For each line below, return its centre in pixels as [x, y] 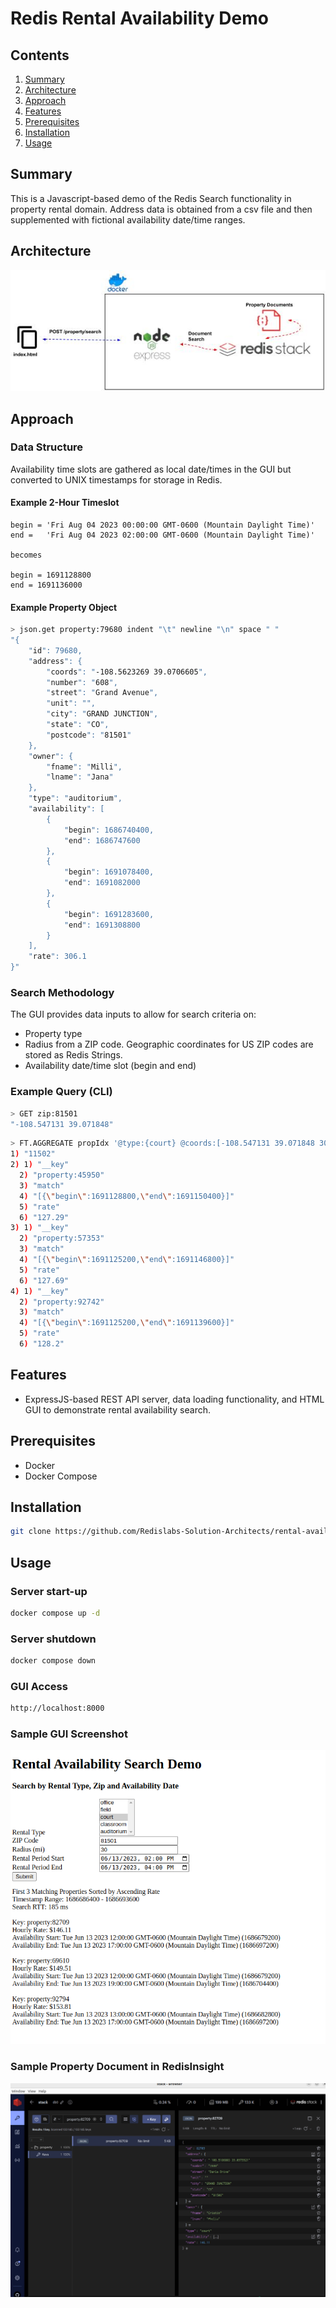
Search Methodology [62, 993]
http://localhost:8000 [57, 1708]
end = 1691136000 [46, 585]
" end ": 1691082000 [102, 883]
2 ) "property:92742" [62, 1302]
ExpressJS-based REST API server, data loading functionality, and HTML [174, 1399]
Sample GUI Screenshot [69, 1734]
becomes [26, 555]
